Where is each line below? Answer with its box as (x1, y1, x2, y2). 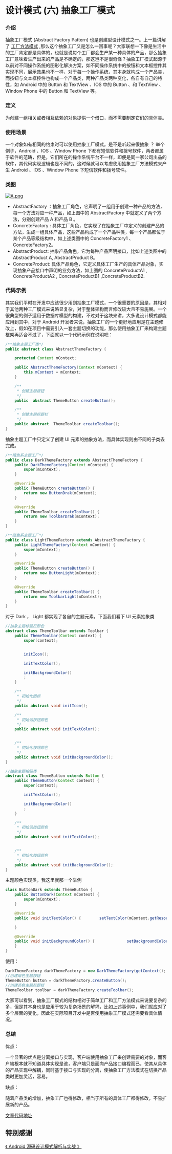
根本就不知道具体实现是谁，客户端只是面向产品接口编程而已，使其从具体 (14, 1060, 167, 1066)
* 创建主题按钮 (16, 388, 45, 394)
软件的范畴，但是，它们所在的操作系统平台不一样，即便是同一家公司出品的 (9, 154, 167, 160)
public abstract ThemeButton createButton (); (14, 398, 116, 403)
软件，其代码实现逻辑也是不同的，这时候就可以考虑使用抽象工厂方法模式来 (5, 161, 162, 167)
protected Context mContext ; (14, 356, 77, 361)
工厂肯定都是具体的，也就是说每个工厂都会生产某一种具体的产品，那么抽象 (9, 50, 167, 56)
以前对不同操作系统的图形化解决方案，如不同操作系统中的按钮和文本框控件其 (5, 62, 167, 69)
